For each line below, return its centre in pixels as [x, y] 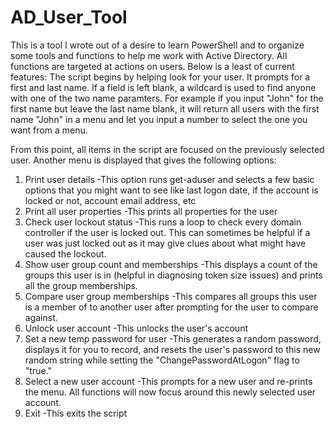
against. [41, 317]
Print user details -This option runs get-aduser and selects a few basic [169, 179]
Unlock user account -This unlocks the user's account [136, 328]
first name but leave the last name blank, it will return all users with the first [165, 108]
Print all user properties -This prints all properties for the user [151, 211]
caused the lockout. [65, 253]
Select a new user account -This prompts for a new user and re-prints [168, 381]
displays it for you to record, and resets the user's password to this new [172, 349]
